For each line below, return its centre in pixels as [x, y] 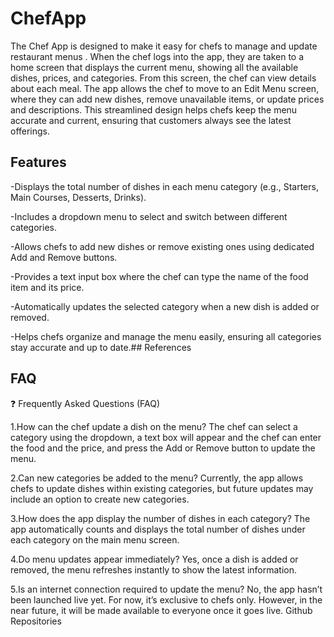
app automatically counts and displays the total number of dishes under [158, 529]
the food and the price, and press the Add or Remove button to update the [163, 448]
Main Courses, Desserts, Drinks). [78, 197]
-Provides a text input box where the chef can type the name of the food [159, 276]
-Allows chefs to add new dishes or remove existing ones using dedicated [162, 246]
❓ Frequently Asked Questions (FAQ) [85, 403]
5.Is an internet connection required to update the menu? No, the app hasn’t [166, 589]
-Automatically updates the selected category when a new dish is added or [165, 306]
